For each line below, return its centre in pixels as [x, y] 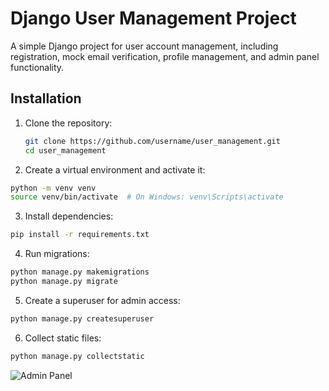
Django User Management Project [153, 18]
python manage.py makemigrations [80, 272]
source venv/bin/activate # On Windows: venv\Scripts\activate [147, 197]
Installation [46, 98]
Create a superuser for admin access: [102, 300]
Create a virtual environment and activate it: [115, 169]
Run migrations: [57, 254]
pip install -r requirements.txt [80, 235]
